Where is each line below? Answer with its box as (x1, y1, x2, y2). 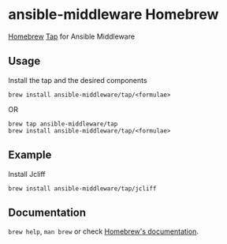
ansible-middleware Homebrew (8, 6, 219, 24)
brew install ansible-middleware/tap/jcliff (8, 184, 157, 193)
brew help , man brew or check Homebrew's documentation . (8, 227, 199, 236)
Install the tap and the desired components (8, 75, 147, 84)
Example (8, 148, 52, 162)
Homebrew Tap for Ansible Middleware (8, 32, 136, 41)
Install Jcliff (8, 169, 46, 178)
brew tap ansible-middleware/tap (8, 120, 118, 128)
